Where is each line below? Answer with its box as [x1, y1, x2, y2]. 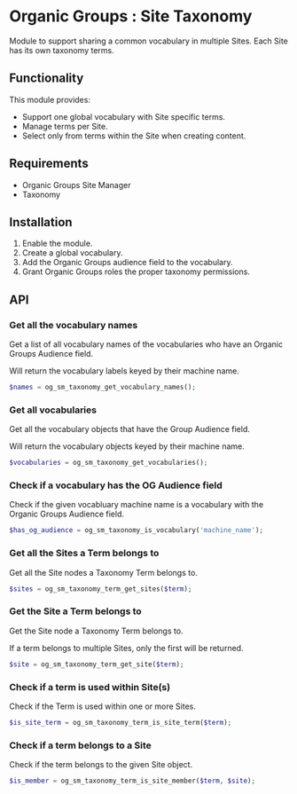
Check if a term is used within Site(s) [9, 680, 171, 693]
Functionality [9, 71, 84, 86]
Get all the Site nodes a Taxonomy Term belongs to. [9, 567, 198, 578]
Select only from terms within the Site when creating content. [21, 130, 246, 141]
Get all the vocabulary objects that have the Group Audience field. [9, 424, 250, 435]
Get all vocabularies [9, 404, 98, 416]
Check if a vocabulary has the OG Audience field [9, 479, 223, 491]
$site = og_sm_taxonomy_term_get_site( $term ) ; [9, 659, 184, 669]
